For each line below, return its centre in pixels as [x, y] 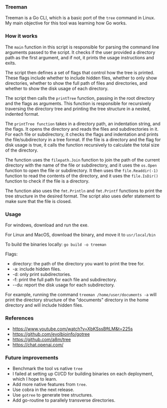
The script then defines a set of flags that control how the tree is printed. [80, 72]
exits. [11, 63]
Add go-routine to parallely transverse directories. [64, 401]
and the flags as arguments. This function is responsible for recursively [78, 103]
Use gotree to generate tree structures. [53, 395]
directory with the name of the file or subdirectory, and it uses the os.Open [81, 165]
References [19, 318]
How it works [21, 36]
